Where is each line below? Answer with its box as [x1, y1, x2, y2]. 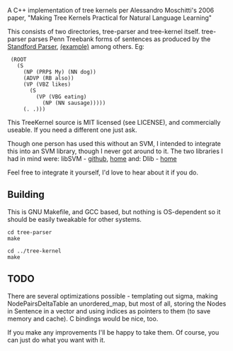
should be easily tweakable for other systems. [7, 215, 142, 223]
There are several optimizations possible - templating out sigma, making [7, 291, 218, 300]
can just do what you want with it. [7, 335, 106, 344]
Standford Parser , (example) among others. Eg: [7, 43, 145, 50]
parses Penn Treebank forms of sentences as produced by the [28, 35, 211, 43]
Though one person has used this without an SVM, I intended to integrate [7, 140, 222, 147]
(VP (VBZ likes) [23, 81, 72, 88]
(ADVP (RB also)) [23, 74, 74, 82]
